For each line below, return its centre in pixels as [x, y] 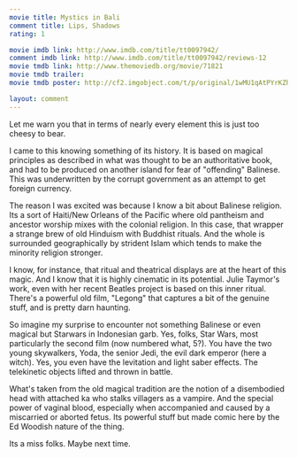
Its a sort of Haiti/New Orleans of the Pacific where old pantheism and [137, 214]
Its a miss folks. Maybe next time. [70, 443]
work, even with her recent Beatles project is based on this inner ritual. [138, 288]
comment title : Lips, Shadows [65, 26]
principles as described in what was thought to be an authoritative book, [141, 159]
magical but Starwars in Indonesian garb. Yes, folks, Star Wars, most [134, 334]
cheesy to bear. [38, 133]
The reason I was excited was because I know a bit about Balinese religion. [146, 206]
